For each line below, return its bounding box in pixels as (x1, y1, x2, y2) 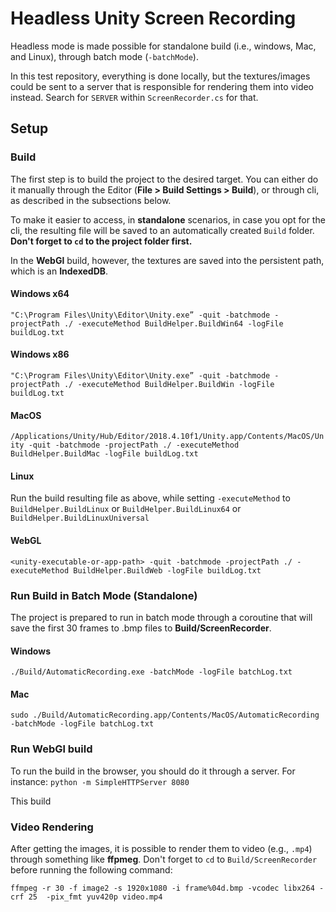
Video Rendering (10, 820, 94, 834)
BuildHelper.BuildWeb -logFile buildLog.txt (73, 565, 262, 576)
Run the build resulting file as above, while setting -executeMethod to (10, 492, 291, 504)
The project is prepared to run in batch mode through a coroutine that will (10, 611, 313, 623)
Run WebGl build (10, 742, 93, 756)
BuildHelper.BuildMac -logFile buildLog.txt (10, 449, 199, 459)
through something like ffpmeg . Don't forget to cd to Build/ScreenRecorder (10, 853, 318, 865)
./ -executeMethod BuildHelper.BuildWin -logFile (63, 380, 275, 390)
